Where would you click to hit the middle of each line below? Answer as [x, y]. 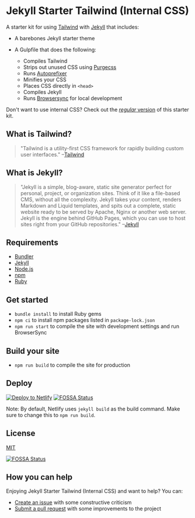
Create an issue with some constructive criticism [73, 503]
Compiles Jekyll [42, 92]
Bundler [24, 257]
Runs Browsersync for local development [73, 98]
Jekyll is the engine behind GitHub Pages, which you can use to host [103, 218]
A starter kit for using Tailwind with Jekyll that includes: [72, 27]
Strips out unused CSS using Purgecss [70, 67]
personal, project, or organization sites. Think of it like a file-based [100, 193]
